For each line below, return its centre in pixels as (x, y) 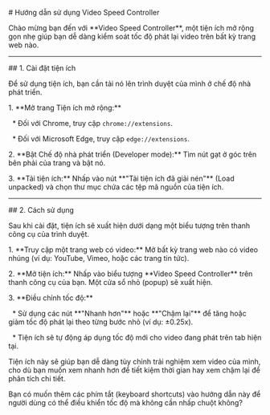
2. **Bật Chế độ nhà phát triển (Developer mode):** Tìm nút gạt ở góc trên (133, 154)
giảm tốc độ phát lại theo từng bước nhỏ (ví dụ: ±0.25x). (101, 322)
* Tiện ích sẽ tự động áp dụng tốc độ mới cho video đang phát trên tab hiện (137, 338)
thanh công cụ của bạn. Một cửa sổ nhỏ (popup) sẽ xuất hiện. (110, 282)
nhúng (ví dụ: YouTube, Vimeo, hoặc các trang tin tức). (99, 258)
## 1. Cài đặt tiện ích (42, 68)
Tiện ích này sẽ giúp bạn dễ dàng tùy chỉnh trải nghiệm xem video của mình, (135, 362)
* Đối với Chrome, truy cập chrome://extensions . (92, 123)
